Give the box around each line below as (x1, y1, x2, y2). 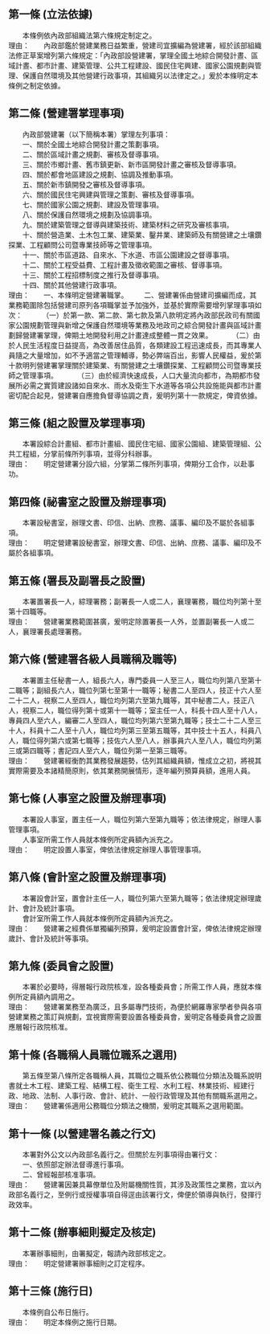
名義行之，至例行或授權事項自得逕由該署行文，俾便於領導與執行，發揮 (22, 1189, 255, 1199)
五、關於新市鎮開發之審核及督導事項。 (22, 179, 149, 189)
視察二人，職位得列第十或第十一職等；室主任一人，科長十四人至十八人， (22, 706, 262, 715)
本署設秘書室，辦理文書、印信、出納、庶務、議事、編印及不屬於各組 (22, 518, 247, 528)
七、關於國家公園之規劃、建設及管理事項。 (22, 199, 163, 209)
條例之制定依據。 (8, 80, 65, 90)
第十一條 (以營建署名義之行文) (8, 1127, 157, 1140)
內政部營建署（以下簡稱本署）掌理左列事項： (22, 129, 170, 139)
